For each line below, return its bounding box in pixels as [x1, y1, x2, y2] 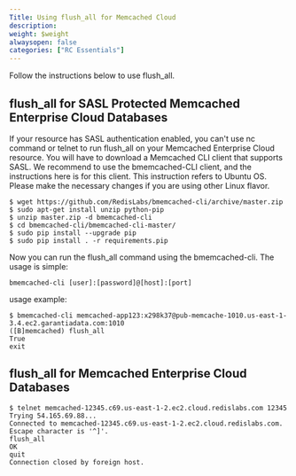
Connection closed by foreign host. [9, 457, 144, 466]
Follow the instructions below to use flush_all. [9, 70, 175, 81]
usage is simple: [9, 261, 69, 271]
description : [9, 21, 58, 30]
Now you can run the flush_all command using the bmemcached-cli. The [9, 252, 275, 262]
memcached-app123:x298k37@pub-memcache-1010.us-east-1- [76, 311, 288, 320]
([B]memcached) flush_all [9, 326, 105, 335]
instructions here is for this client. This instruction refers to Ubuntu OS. [9, 170, 268, 182]
